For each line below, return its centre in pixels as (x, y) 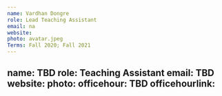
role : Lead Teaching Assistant (52, 20)
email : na (21, 26)
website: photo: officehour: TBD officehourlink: (111, 84)
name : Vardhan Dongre (38, 13)
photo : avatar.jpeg (35, 39)
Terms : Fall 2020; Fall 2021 (49, 45)
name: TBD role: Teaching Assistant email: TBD (111, 73)
